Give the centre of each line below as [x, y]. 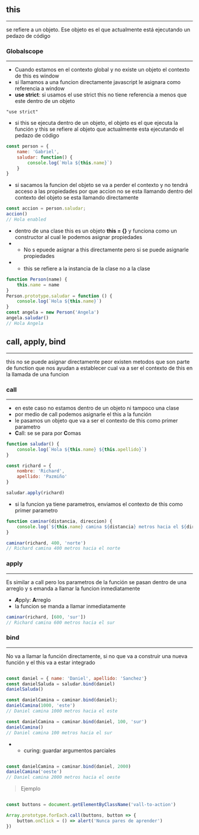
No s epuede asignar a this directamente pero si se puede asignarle [106, 249]
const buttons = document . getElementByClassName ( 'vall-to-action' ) [91, 805]
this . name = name [38, 285]
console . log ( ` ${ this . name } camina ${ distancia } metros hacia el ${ [102, 527]
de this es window [37, 76]
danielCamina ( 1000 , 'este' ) [41, 706]
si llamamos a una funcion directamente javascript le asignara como [98, 82]
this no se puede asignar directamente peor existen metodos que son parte [98, 362]
